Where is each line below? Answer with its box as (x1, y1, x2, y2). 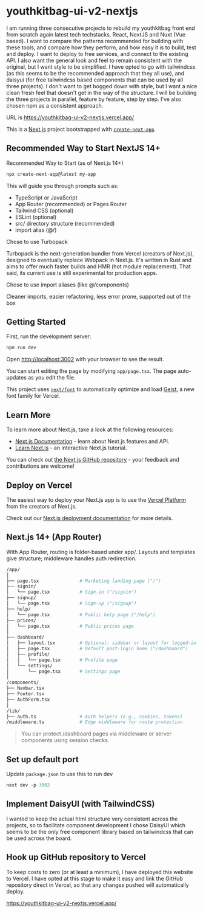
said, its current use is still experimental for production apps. (6, 269, 158, 276)
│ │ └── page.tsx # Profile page (6, 657, 118, 663)
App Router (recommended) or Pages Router (15, 200, 127, 207)
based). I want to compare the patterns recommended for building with (6, 37, 184, 44)
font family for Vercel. (6, 392, 61, 400)
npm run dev (6, 345, 36, 351)
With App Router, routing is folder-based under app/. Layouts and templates (6, 548, 196, 555)
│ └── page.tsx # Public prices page (6, 623, 135, 629)
